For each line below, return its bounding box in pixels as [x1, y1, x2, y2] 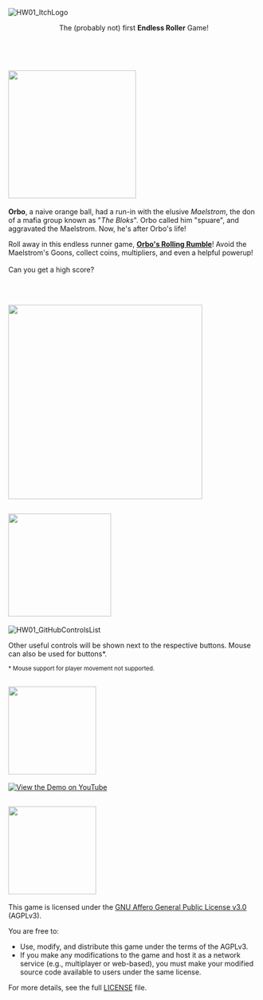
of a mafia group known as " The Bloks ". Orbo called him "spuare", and [8, 215, 239, 225]
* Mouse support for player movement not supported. [8, 664, 155, 672]
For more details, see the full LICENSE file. [8, 983, 147, 993]
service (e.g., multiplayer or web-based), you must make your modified [19, 959, 254, 969]
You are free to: [8, 926, 60, 936]
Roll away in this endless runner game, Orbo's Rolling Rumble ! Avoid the [8, 239, 247, 249]
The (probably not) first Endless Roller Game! [58, 23, 210, 32]
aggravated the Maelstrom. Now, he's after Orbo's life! [8, 224, 186, 233]
